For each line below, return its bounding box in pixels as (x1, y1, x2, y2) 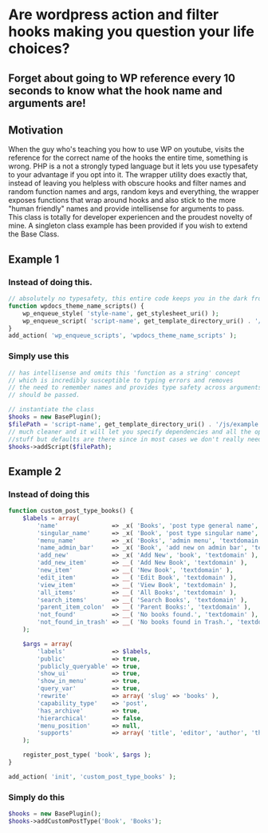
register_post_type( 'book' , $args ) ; (22, 751, 152, 760)
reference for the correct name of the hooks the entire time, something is (8, 153, 249, 163)
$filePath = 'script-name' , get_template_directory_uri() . (8, 420, 213, 428)
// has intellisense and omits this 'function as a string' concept (8, 369, 241, 377)
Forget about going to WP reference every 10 (8, 71, 235, 85)
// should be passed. (8, 391, 81, 399)
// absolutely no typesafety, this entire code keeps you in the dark (8, 295, 248, 303)
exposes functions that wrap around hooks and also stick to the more (8, 196, 236, 205)
